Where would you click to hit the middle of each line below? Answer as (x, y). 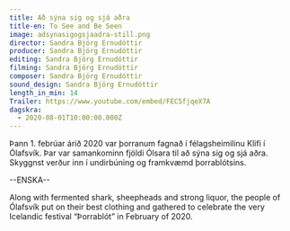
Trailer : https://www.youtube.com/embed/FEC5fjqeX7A (110, 101)
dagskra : (26, 110)
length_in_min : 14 (44, 93)
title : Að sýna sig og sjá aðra (70, 18)
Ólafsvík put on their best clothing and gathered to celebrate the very (137, 207)
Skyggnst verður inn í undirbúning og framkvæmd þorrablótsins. (128, 163)
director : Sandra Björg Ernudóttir (76, 43)
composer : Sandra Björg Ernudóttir (76, 76)
